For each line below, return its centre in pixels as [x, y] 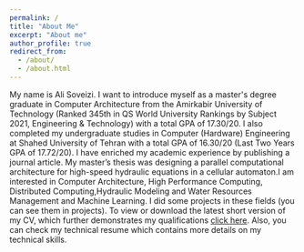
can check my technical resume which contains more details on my [136, 229]
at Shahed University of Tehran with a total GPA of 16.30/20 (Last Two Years [152, 143]
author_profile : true [51, 43]
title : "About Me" [44, 26]
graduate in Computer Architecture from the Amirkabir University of [136, 104]
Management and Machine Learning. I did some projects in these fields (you [152, 200]
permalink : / [34, 18]
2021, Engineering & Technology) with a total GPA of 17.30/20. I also [137, 123]
